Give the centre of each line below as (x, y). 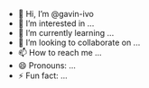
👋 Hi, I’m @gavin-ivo (56, 14)
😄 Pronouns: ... (47, 66)
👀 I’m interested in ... (56, 23)
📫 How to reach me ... (60, 53)
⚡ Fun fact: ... (42, 75)
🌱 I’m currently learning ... (66, 33)
